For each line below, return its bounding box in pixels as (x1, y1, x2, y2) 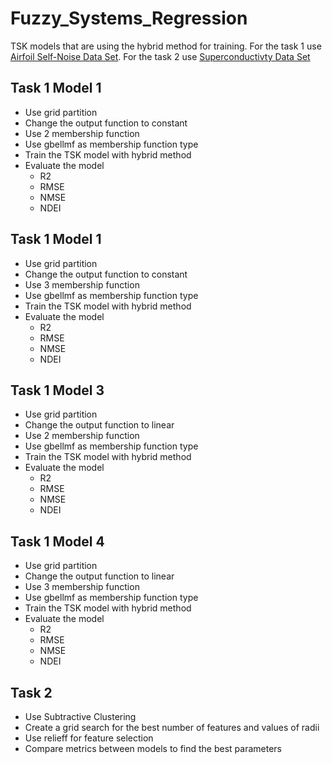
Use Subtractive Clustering (24, 711, 137, 722)
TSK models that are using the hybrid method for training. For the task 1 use (10, 40, 322, 52)
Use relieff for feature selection (24, 732, 154, 744)
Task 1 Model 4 (10, 533, 105, 550)
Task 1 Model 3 (10, 382, 105, 399)
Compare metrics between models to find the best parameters (24, 743, 283, 754)
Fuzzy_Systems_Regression (10, 7, 248, 30)
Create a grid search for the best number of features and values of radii (24, 722, 320, 733)
